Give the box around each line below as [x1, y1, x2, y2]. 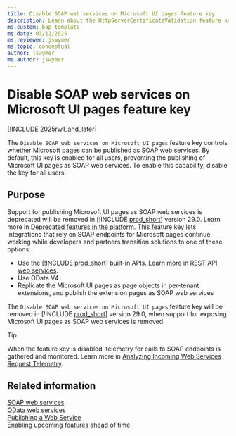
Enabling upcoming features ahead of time [7, 421, 131, 430]
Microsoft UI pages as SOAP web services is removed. [7, 317, 165, 325]
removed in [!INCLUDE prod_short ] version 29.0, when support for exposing [7, 309, 227, 318]
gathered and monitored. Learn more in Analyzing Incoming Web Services [7, 351, 222, 360]
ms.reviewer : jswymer [7, 37, 71, 44]
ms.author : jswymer [7, 56, 65, 63]
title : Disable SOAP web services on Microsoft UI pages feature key [7, 10, 216, 18]
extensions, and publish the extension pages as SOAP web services [17, 288, 214, 297]
